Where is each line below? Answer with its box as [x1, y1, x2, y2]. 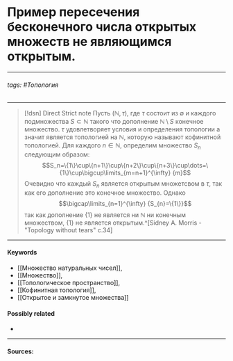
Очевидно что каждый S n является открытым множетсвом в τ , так [24, 179, 223, 189]
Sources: [7, 347, 34, 355]
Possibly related [7, 309, 55, 317]
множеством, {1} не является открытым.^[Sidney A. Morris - [24, 218, 202, 227]
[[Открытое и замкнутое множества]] [17, 293, 129, 301]
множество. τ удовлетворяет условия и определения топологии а [24, 125, 221, 134]
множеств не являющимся [7, 34, 172, 49]
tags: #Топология [7, 81, 59, 89]
